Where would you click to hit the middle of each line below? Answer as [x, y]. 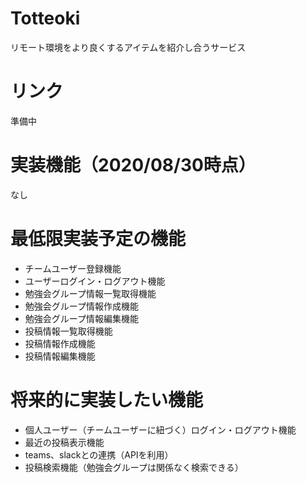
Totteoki [45, 18]
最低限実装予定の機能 [98, 239]
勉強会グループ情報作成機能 [81, 306]
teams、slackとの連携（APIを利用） [99, 454]
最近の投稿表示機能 [64, 442]
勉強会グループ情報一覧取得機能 [90, 293]
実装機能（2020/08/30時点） [133, 165]
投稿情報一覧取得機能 [68, 331]
